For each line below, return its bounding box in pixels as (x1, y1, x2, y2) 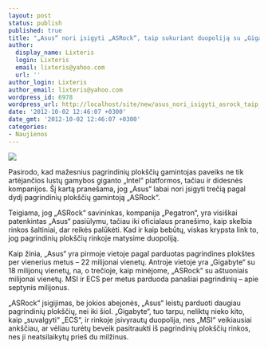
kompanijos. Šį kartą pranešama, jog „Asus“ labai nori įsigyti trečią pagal (8, 184, 246, 194)
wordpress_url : (8, 100, 59, 108)
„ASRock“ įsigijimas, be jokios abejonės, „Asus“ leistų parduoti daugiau (8, 298, 242, 308)
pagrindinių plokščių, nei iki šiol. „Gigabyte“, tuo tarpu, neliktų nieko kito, (8, 306, 245, 316)
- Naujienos (8, 130, 48, 138)
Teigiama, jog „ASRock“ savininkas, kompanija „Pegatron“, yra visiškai (8, 208, 238, 218)
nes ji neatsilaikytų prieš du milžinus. (8, 331, 129, 341)
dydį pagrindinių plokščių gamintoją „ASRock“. (8, 192, 161, 202)
